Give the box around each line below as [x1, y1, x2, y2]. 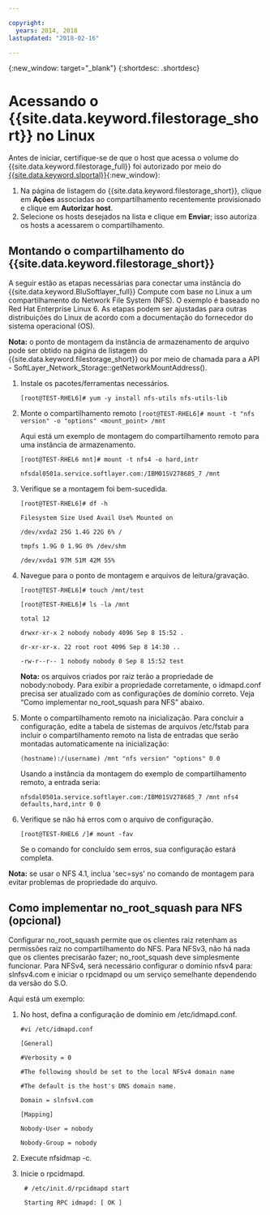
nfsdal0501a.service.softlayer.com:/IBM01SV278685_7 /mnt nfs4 [19, 793, 239, 801]
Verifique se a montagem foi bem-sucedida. [19, 484, 168, 494]
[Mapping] [19, 1110, 54, 1118]
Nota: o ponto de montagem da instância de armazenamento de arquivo [8, 337, 250, 347]
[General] [19, 1039, 54, 1047]
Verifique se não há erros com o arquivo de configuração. [19, 814, 213, 824]
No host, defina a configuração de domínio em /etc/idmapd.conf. [19, 1009, 238, 1019]
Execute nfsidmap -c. [19, 1153, 92, 1162]
